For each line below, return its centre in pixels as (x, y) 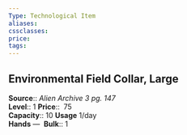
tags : (17, 46)
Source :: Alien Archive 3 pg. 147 (62, 98)
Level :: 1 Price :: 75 (40, 107)
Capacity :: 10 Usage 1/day (53, 115)
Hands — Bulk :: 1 (38, 124)
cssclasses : (28, 31)
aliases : (23, 23)
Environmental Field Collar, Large (94, 79)
